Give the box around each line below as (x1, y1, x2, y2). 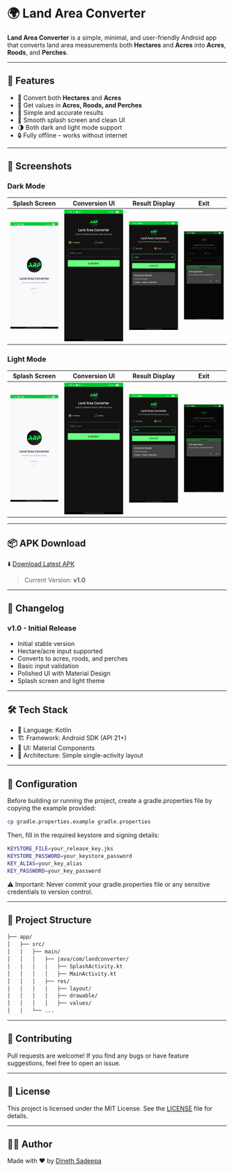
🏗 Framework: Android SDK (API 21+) (17, 734, 127, 742)
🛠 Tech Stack (7, 704, 68, 716)
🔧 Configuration (7, 778, 78, 790)
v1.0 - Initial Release (7, 624, 77, 633)
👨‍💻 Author (7, 1139, 53, 1150)
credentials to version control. (7, 887, 93, 896)
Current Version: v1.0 (24, 576, 86, 584)
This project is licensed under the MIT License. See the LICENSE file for (7, 1104, 213, 1113)
